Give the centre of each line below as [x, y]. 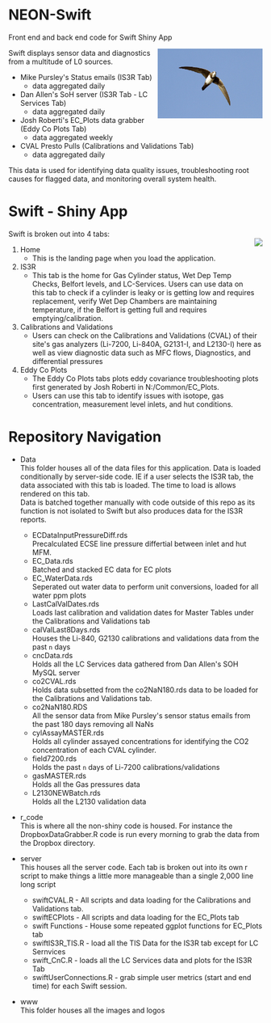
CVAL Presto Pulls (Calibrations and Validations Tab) [107, 146]
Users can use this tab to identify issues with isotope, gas [128, 395]
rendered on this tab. [55, 493]
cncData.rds [52, 655]
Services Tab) [43, 103]
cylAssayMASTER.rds [68, 733]
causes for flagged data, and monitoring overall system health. [113, 179]
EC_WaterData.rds [62, 578]
